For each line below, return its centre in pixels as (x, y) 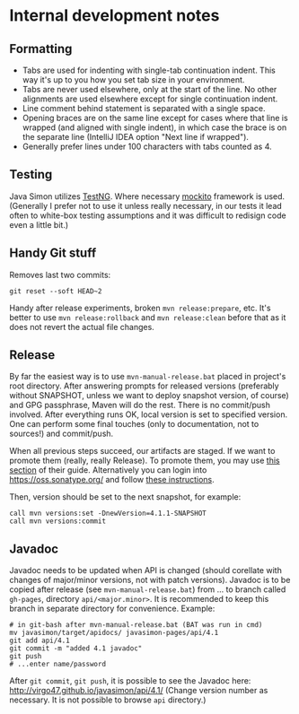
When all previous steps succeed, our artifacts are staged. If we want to (142, 451)
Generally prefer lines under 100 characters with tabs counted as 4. (147, 146)
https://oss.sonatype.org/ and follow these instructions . (112, 480)
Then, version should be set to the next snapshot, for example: (125, 497)
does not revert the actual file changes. (82, 327)
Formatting (41, 49)
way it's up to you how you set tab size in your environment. (133, 80)
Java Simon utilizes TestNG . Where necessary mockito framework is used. (147, 196)
